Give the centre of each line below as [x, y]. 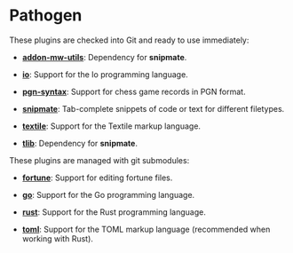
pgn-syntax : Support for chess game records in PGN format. [134, 91]
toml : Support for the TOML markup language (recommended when [146, 229]
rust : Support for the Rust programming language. [114, 212]
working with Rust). [57, 238]
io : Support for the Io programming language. [105, 74]
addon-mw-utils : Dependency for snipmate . [104, 57]
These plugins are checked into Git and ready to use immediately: [129, 40]
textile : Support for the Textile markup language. [111, 126]
